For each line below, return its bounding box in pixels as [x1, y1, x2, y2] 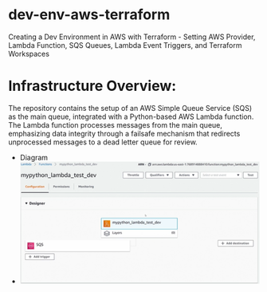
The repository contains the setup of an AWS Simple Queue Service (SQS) [8, 103, 253, 112]
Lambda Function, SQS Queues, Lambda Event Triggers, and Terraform [8, 40, 242, 49]
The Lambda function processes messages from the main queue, [8, 120, 223, 129]
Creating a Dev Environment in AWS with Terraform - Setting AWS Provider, [8, 32, 256, 41]
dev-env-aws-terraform [8, 6, 171, 24]
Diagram [19, 152, 49, 162]
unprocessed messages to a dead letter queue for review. [8, 137, 198, 147]
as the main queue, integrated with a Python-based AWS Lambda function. [8, 112, 254, 121]
